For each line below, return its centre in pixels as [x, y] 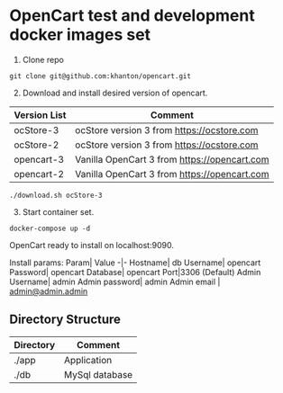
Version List [40, 115]
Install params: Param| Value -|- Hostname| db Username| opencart [135, 263]
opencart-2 [39, 174]
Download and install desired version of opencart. [115, 93]
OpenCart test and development [132, 16]
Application [88, 360]
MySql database [98, 374]
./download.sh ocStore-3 [56, 195]
